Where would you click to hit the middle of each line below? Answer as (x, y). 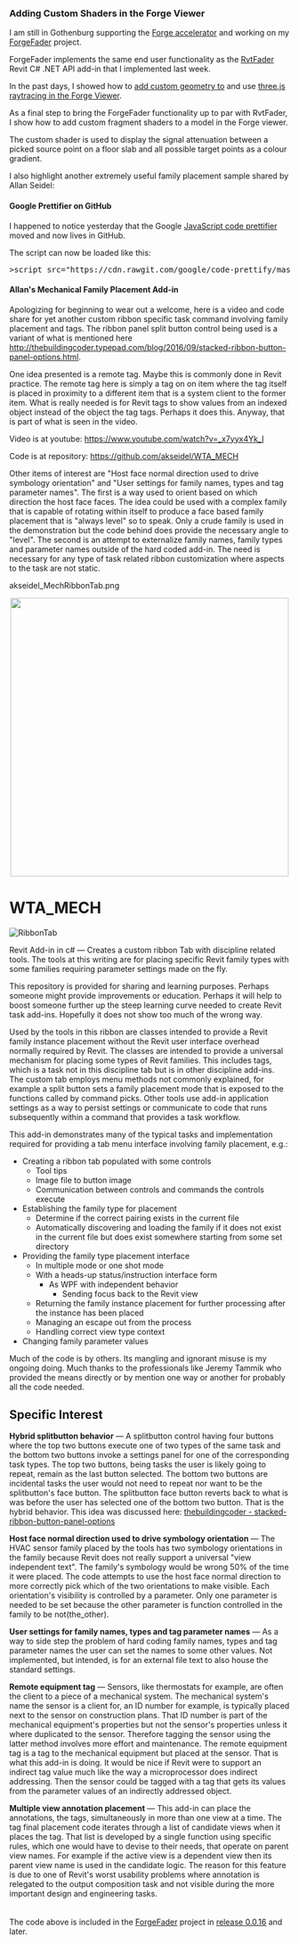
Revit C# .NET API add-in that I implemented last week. (110, 69)
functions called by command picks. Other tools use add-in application (139, 1098)
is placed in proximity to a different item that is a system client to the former (148, 393)
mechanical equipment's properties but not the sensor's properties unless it (148, 1725)
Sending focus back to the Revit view (130, 1293)
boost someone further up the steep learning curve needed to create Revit (145, 1005)
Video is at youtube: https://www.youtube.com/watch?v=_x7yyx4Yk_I (137, 439)
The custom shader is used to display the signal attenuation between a (139, 140)
